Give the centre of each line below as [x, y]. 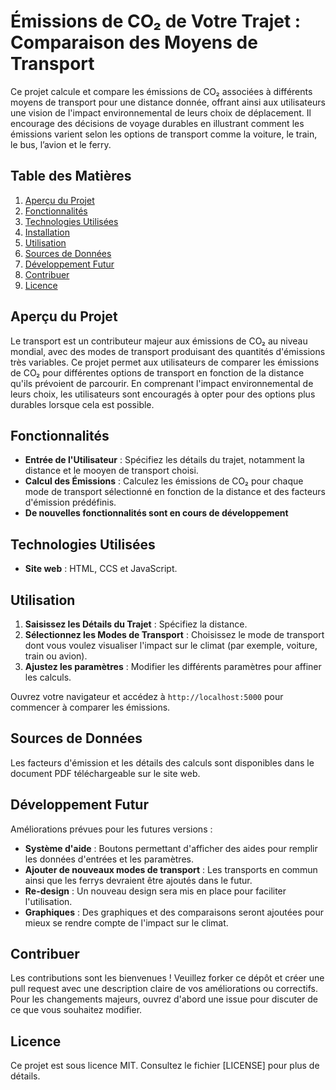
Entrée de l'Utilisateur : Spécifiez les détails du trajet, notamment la [164, 460]
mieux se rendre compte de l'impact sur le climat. [126, 922]
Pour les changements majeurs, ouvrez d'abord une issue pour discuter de [164, 999]
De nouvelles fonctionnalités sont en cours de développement [156, 513]
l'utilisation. [48, 901]
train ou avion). [56, 656]
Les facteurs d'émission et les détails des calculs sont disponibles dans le [162, 762]
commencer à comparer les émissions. [90, 707]
